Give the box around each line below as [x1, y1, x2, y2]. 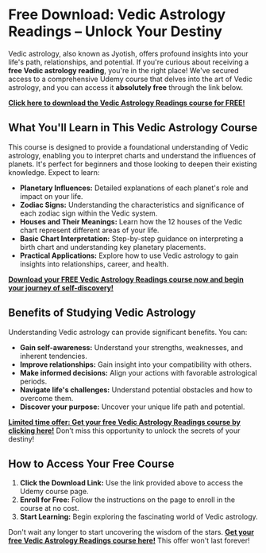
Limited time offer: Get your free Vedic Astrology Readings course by [8, 417, 241, 426]
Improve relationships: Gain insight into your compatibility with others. [19, 360, 253, 369]
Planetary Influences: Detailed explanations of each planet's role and [19, 183, 249, 193]
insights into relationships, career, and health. [19, 259, 169, 268]
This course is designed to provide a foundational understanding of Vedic [8, 142, 249, 152]
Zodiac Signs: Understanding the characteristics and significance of [19, 200, 245, 209]
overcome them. [19, 393, 74, 403]
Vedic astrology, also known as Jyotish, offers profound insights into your [8, 49, 249, 58]
